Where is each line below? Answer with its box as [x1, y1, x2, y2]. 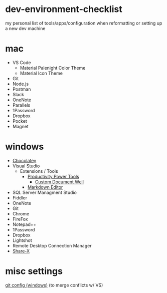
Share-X [12, 248, 30, 254]
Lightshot [12, 237, 33, 243]
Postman [12, 86, 31, 92]
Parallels [12, 102, 31, 108]
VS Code [12, 59, 31, 66]
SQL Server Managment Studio [12, 189, 77, 195]
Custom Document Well [35, 179, 84, 185]
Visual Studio [12, 163, 40, 169]
